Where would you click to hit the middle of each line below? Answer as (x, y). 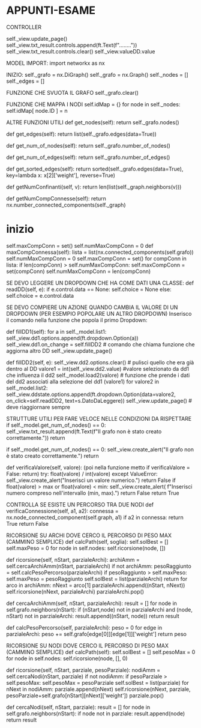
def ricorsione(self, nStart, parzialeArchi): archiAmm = (73, 559)
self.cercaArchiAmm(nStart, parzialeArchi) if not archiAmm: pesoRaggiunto (99, 566)
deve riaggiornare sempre (38, 407)
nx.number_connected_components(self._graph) (66, 205)
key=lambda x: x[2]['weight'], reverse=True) (61, 175)
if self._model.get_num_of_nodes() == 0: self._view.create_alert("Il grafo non (100, 449)
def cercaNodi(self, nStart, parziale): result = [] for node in (78, 707)
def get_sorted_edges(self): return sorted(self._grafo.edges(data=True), (95, 169)
